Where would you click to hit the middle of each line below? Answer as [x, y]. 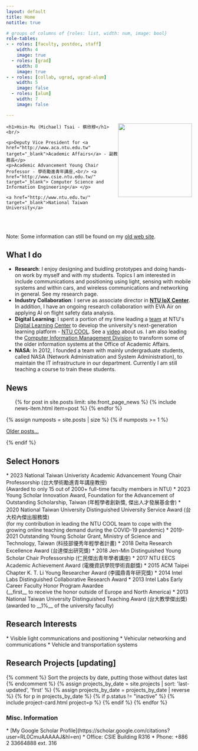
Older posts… [23, 431]
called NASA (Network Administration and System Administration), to [98, 357]
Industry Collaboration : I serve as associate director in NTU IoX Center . [102, 300]
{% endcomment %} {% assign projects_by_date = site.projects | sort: [91, 683]
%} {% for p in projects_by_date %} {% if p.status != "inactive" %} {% [90, 696]
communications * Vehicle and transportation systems [72, 644]
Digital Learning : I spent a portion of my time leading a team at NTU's [99, 319]
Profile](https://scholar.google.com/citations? [115, 730]
